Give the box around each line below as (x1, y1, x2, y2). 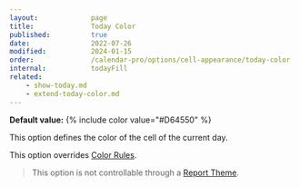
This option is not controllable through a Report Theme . (31, 167, 239, 178)
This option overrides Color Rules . (9, 149, 137, 160)
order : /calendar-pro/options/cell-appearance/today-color (9, 55, 291, 64)
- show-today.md (25, 81, 88, 90)
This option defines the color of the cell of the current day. (9, 132, 229, 143)
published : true (9, 30, 107, 39)
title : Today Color (9, 22, 136, 31)
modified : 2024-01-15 (9, 47, 132, 56)
